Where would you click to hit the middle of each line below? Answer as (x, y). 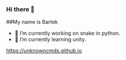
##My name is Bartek (32, 22)
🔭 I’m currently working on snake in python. (67, 33)
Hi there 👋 (21, 9)
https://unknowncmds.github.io (44, 51)
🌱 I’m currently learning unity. (50, 40)
